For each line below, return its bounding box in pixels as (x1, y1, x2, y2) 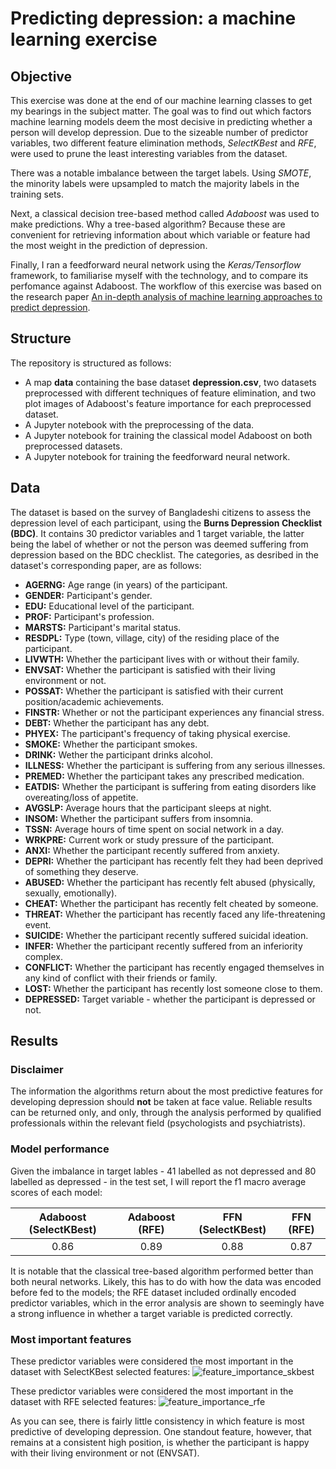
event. (24, 918, 52, 931)
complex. (24, 950, 63, 962)
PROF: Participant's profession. (24, 610, 155, 622)
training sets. (10, 188, 64, 200)
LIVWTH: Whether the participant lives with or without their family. (24, 653, 300, 665)
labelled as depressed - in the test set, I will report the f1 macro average (10, 1175, 307, 1187)
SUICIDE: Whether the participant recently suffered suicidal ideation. (24, 929, 309, 941)
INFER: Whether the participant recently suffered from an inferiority (24, 940, 303, 952)
